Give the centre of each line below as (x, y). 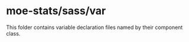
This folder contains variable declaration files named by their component (94, 27)
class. (13, 33)
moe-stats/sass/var (56, 11)
